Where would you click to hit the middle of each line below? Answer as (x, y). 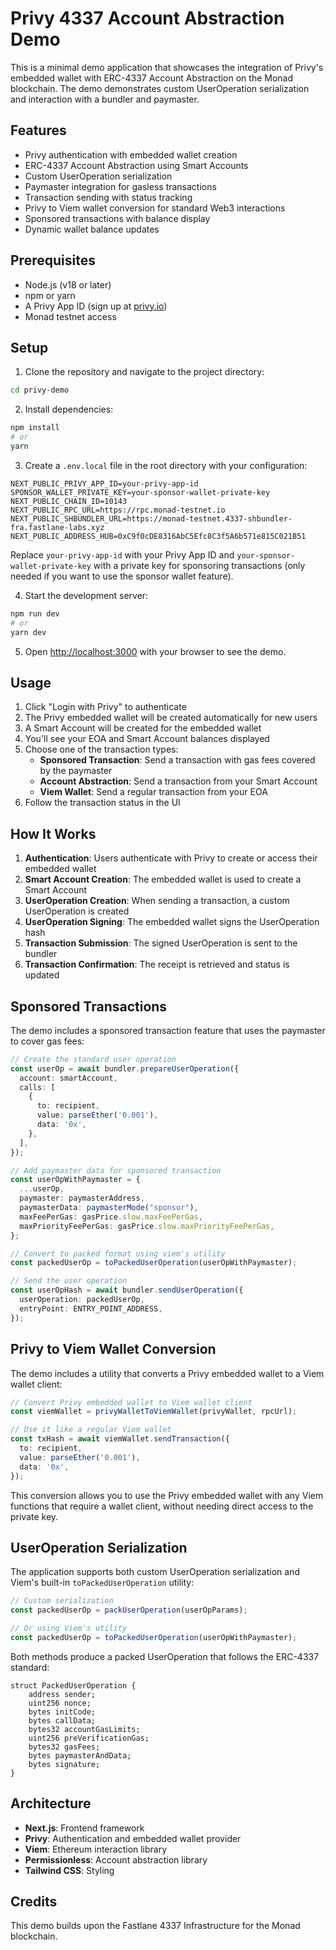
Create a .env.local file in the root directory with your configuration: (166, 465)
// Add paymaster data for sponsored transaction (116, 1170)
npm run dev (35, 613)
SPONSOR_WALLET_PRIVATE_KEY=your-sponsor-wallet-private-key (140, 492)
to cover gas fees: (47, 1041)
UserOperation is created (77, 911)
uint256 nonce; (60, 1703)
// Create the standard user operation (93, 1059)
